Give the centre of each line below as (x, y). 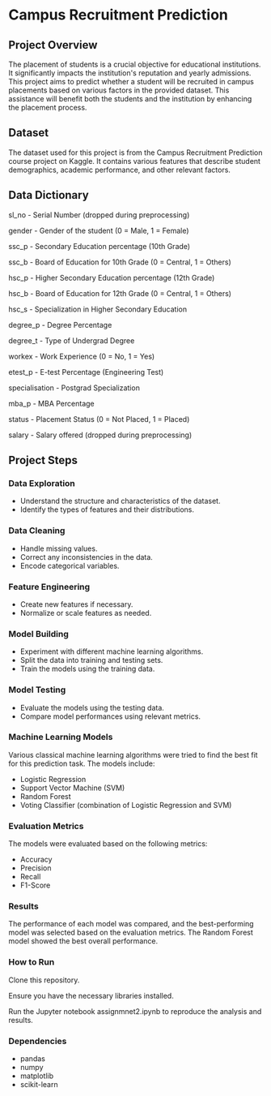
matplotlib (37, 1076)
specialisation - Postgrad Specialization (74, 388)
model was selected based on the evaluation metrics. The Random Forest (131, 933)
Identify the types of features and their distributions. (107, 509)
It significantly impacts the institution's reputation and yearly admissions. (130, 73)
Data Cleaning (37, 531)
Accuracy (36, 860)
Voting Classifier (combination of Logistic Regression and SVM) (126, 805)
